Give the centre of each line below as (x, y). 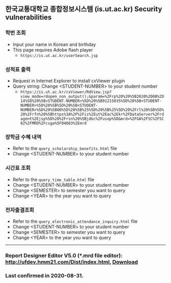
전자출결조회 (20, 210)
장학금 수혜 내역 (23, 137)
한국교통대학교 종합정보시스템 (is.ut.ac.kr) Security (84, 9)
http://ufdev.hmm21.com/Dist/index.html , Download (72, 262)
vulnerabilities (28, 18)
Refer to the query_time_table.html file (53, 179)
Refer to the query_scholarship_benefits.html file (65, 148)
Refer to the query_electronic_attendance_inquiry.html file (75, 221)
